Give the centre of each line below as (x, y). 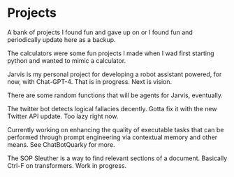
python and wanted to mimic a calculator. (67, 60)
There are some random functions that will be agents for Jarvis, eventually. (115, 95)
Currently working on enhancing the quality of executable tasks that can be (116, 129)
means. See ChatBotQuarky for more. (61, 144)
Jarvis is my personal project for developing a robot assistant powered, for (115, 74)
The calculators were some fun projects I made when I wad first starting (111, 53)
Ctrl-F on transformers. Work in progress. (67, 165)
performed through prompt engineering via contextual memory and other (112, 137)
